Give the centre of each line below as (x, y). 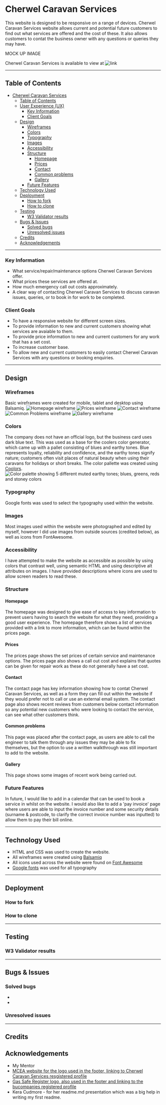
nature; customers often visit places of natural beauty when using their (77, 458)
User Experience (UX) (42, 106)
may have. (16, 44)
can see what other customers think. (42, 715)
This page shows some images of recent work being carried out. (71, 775)
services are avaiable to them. (43, 331)
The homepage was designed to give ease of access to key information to (81, 612)
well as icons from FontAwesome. (39, 537)
